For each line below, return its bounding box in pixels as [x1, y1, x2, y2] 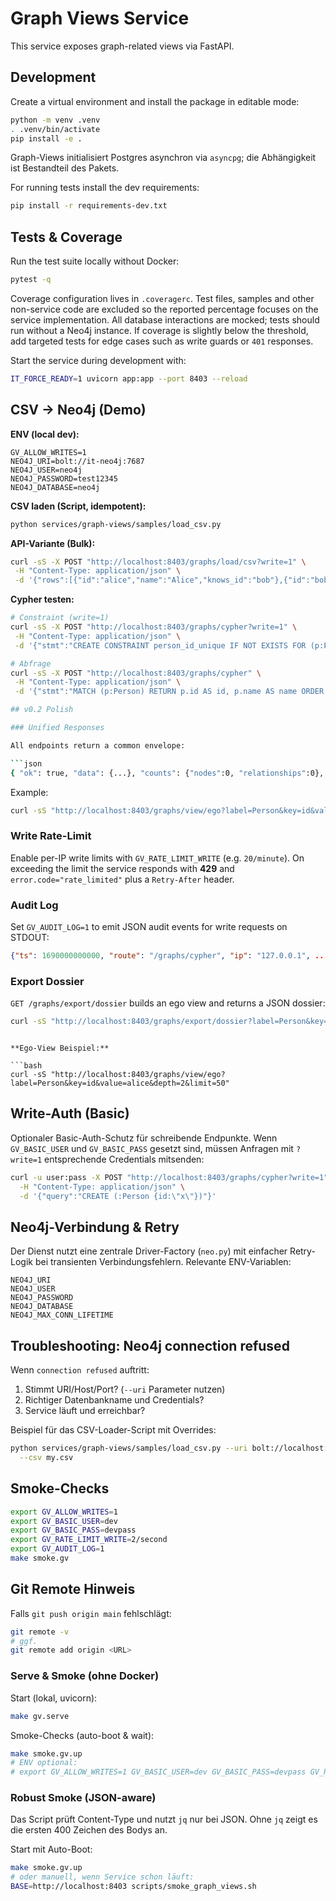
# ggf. [10, 1636, 38, 1646]
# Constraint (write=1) [10, 613, 110, 623]
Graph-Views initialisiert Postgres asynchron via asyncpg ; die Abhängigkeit [10, 152, 317, 164]
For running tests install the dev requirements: [10, 182, 200, 194]
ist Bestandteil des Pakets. [10, 162, 120, 174]
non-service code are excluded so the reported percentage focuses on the [10, 303, 319, 315]
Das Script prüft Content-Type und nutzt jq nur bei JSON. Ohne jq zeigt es [10, 1813, 318, 1826]
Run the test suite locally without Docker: [10, 255, 180, 267]
